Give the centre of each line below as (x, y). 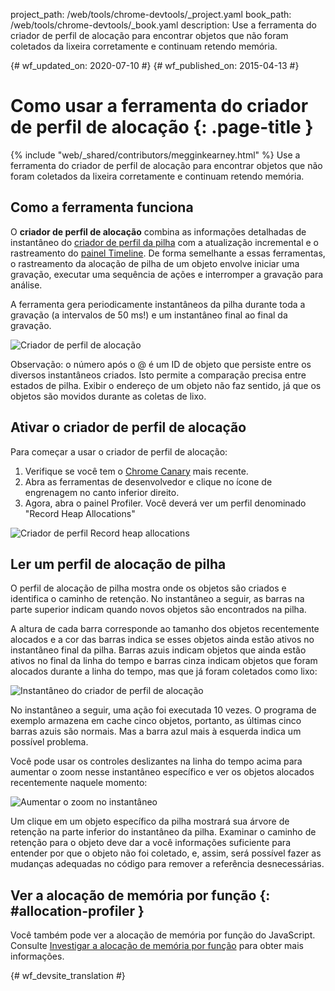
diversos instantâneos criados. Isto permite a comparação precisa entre (158, 375)
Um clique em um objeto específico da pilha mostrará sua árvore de (150, 821)
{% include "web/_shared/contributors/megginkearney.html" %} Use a (155, 155)
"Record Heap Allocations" (80, 513)
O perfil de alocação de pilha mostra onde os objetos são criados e (148, 588)
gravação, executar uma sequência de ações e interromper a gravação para (167, 274)
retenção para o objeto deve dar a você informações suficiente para (150, 843)
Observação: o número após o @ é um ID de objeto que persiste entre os (161, 364)
